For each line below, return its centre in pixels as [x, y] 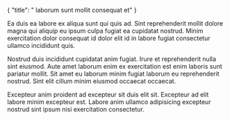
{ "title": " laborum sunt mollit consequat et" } [72, 10]
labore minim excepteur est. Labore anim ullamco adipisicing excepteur [109, 102]
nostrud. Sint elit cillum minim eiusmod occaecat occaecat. [92, 81]
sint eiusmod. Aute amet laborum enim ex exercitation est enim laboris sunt [115, 66]
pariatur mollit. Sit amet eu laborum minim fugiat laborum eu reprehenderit [114, 74]
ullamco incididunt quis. [41, 45]
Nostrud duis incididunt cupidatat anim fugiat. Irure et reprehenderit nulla [112, 59]
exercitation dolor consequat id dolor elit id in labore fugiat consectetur [109, 38]
